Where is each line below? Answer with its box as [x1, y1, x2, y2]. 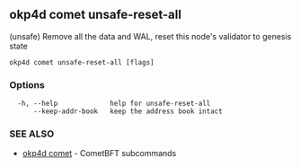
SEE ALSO [9, 127, 55, 140]
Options [9, 78, 45, 91]
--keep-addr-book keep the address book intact [32, 107, 223, 116]
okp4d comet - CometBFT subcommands [22, 148, 177, 159]
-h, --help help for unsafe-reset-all [17, 99, 211, 109]
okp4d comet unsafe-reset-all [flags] [9, 57, 154, 66]
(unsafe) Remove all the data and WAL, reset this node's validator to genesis [9, 31, 292, 41]
